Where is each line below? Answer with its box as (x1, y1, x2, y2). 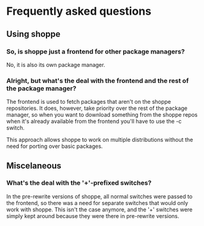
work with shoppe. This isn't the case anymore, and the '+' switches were (6, 206, 193, 213)
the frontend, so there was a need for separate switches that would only (6, 199, 189, 206)
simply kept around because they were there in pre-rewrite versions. (6, 212, 179, 219)
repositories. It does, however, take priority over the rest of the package (6, 104, 188, 112)
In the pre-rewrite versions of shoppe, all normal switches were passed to (6, 192, 193, 200)
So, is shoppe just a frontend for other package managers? (6, 47, 185, 56)
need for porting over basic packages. (6, 142, 103, 150)
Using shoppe (6, 29, 61, 39)
